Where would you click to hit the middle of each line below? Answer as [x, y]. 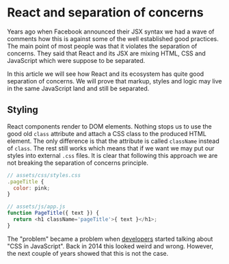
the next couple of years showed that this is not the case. [88, 253]
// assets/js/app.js [37, 207]
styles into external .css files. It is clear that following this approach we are [112, 155]
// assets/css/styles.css [44, 175]
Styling [23, 110]
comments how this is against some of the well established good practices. [113, 38]
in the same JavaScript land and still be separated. [78, 88]
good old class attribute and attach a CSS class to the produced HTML [107, 133]
